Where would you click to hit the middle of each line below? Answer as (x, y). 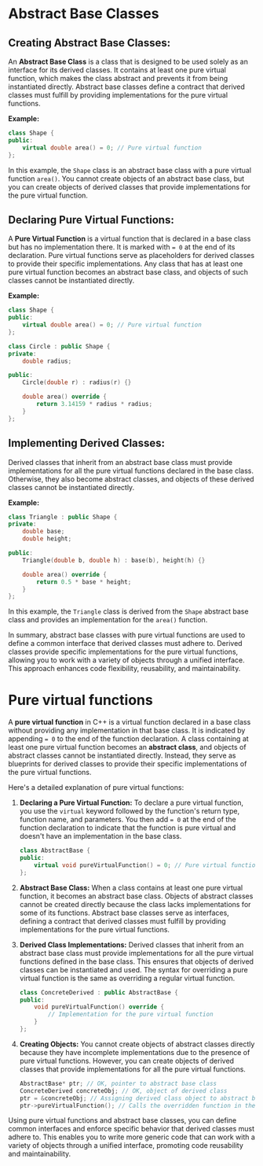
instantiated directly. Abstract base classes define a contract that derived (127, 87)
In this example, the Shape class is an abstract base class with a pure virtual (130, 170)
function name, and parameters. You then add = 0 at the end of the (128, 820)
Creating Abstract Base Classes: (89, 43)
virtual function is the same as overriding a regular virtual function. (127, 978)
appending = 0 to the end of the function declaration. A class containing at (128, 739)
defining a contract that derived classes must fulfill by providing (122, 921)
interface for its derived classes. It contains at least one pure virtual (117, 70)
